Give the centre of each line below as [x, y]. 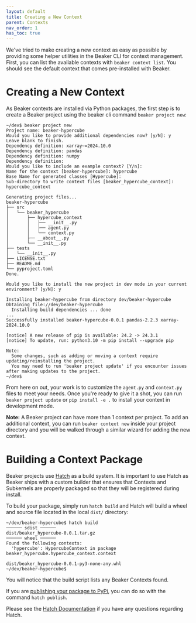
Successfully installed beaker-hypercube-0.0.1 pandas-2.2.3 [82, 320]
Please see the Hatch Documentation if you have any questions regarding [95, 609]
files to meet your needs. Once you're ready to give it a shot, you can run [94, 393]
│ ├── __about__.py [37, 238]
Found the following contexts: [44, 543]
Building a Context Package [75, 460]
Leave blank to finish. [35, 141]
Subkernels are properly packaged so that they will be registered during [93, 488]
